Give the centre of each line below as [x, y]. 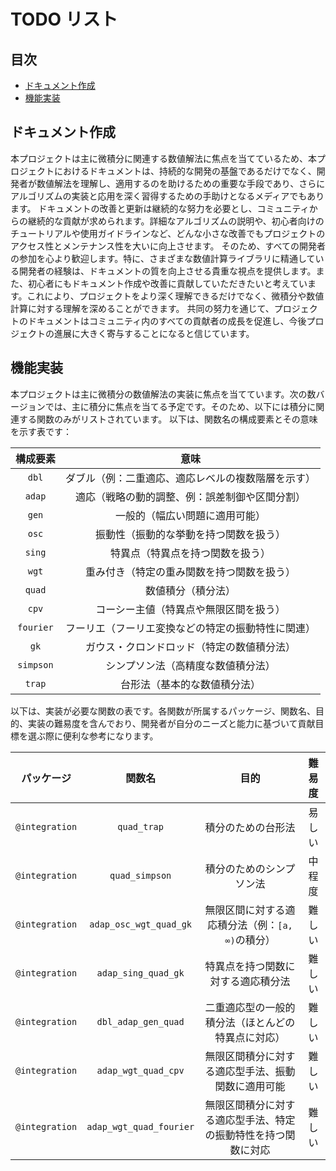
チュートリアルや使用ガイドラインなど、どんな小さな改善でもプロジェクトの [168, 233]
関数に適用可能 [250, 1086]
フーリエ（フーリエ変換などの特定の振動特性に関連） [191, 628]
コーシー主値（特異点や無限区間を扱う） [190, 609]
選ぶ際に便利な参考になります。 [93, 736]
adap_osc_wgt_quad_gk [140, 924]
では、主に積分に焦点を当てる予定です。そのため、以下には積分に [180, 406]
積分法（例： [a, [255, 925]
